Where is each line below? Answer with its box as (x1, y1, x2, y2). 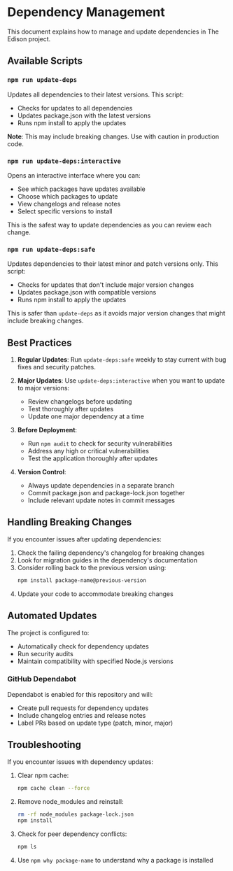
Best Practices (7, 337, 72, 348)
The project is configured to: (7, 628, 90, 637)
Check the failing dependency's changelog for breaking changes (17, 548, 205, 557)
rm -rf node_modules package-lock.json (17, 811, 134, 818)
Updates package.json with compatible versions (17, 288, 157, 297)
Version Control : (17, 468, 66, 476)
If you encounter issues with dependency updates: (7, 757, 154, 766)
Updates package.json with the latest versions (17, 111, 151, 120)
